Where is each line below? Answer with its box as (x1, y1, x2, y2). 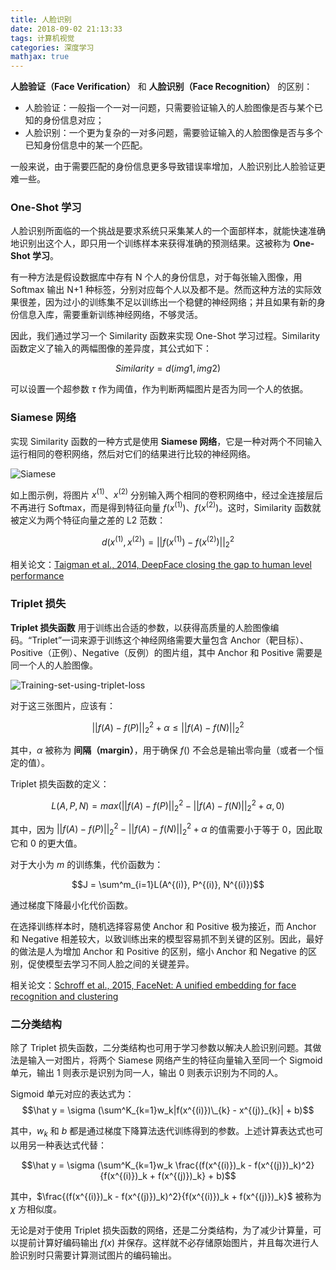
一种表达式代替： (36, 1139, 107, 1151)
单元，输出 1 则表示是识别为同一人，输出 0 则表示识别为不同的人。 (10, 1067, 284, 1079)
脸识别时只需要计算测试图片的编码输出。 (10, 1249, 177, 1261)
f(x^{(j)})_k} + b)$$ (158, 1170, 237, 1182)
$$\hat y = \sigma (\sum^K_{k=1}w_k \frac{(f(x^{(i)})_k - (21, 1159, 253, 1171)
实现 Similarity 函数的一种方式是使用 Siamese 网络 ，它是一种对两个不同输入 (10, 435, 323, 447)
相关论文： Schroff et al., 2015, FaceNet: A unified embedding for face (10, 979, 297, 991)
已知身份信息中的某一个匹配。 (24, 139, 148, 151)
